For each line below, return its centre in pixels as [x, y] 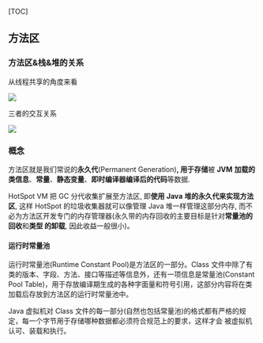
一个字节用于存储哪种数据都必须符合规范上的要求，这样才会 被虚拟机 [141, 321]
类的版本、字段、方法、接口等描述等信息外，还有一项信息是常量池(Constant [131, 274]
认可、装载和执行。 [39, 331]
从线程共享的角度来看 [43, 82]
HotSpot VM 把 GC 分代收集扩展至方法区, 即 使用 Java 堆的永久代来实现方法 [131, 196]
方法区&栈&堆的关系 [46, 63]
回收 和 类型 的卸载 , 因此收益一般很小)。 [71, 226]
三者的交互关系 [32, 113]
